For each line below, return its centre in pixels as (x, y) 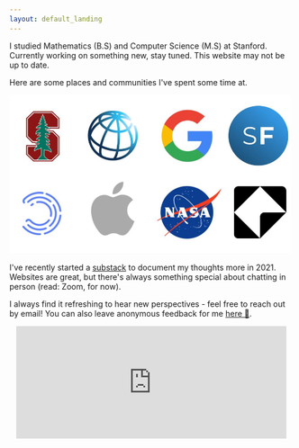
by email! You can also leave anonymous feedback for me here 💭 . (131, 313)
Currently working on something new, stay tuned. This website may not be (147, 55)
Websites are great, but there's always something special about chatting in (148, 277)
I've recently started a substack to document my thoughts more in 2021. (143, 267)
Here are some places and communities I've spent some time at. (128, 82)
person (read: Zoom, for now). (65, 286)
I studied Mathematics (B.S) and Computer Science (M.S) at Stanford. (138, 46)
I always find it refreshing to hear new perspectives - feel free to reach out (147, 304)
